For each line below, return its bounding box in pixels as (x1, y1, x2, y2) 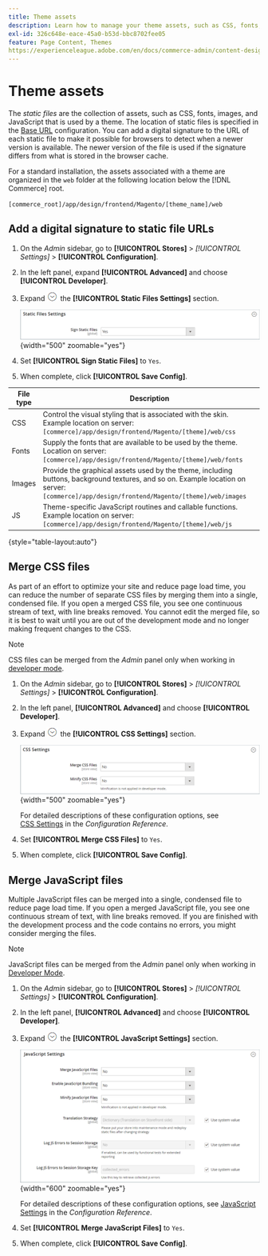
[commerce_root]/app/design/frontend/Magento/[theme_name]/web (8, 201, 223, 209)
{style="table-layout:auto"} (8, 537, 97, 546)
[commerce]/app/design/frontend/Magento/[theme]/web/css (42, 428, 236, 436)
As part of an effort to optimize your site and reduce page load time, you (8, 581, 246, 591)
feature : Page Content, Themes (8, 38, 112, 46)
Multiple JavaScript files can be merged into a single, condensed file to (8, 894, 242, 904)
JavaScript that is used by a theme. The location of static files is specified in (8, 117, 259, 127)
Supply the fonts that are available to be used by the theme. (42, 437, 238, 447)
